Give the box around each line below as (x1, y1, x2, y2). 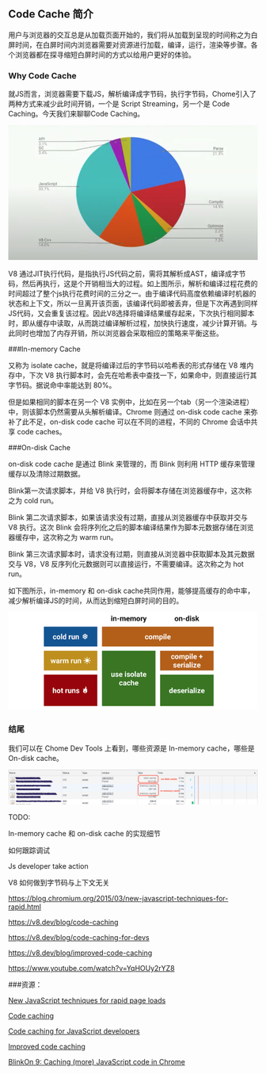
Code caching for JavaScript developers (8, 1026, 140, 1036)
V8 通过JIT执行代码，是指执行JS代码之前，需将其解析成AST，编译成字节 (8, 269, 246, 278)
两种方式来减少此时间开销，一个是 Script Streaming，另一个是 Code (8, 99, 230, 109)
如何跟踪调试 (8, 846, 50, 855)
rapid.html (8, 902, 42, 912)
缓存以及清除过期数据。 (8, 468, 85, 478)
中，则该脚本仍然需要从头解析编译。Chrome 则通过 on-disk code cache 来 (8, 407, 251, 416)
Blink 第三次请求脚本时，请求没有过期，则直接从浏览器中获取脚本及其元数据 (8, 549, 255, 559)
